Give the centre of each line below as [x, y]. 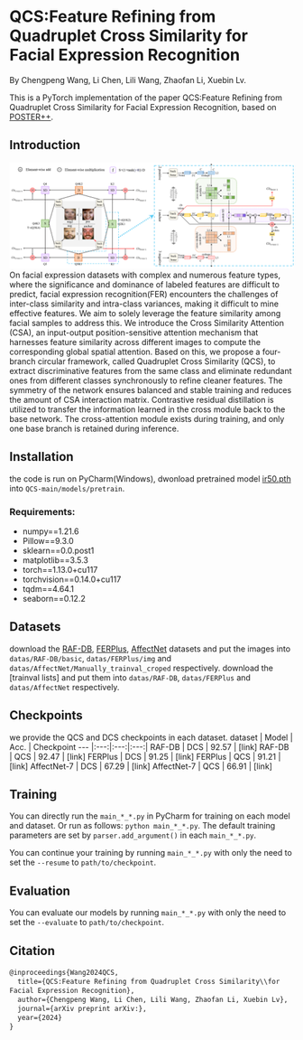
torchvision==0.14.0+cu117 [72, 579]
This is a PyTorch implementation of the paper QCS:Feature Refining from [146, 98]
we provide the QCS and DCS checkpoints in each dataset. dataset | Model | [151, 737]
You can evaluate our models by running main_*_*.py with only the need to [148, 913]
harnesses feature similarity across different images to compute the [135, 342]
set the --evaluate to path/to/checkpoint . [87, 923]
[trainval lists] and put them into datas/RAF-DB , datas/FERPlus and [130, 677]
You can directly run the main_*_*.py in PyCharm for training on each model [150, 816]
